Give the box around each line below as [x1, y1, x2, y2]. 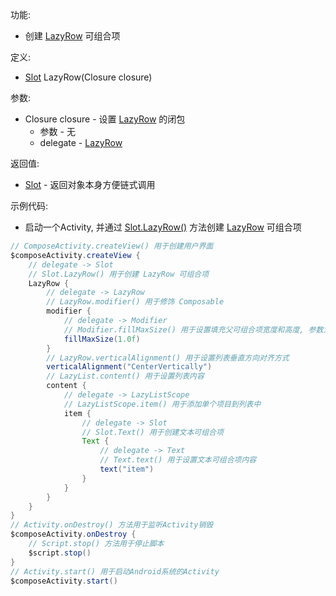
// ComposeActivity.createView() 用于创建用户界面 [10, 241, 214, 251]
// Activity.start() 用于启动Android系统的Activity [10, 566, 220, 577]
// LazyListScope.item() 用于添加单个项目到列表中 [63, 399, 262, 409]
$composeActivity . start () [10, 576, 118, 586]
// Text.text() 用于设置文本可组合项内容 [99, 455, 257, 465]
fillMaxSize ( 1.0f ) [63, 334, 141, 344]
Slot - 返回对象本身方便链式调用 [24, 179, 156, 190]
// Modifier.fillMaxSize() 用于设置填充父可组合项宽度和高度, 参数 [63, 324, 324, 335]
